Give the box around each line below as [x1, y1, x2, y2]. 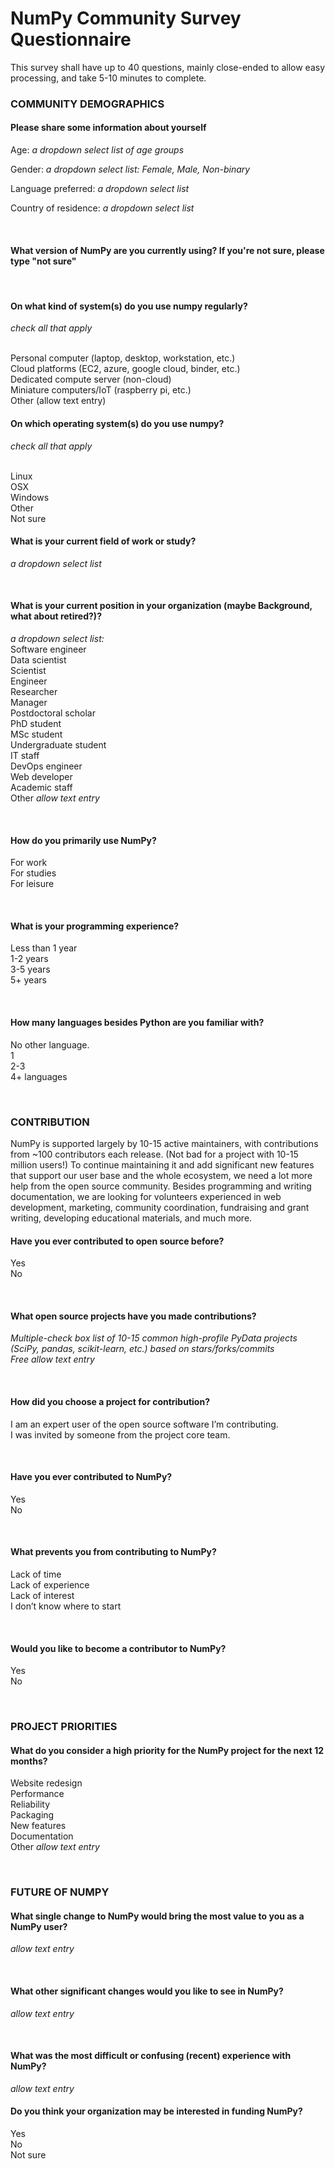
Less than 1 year [10, 942, 78, 954]
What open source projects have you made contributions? [10, 1310, 257, 1322]
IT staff [10, 750, 40, 762]
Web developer [10, 771, 73, 783]
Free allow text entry [10, 1353, 95, 1366]
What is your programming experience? [10, 920, 180, 932]
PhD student [10, 718, 62, 730]
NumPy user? [10, 1920, 68, 1932]
